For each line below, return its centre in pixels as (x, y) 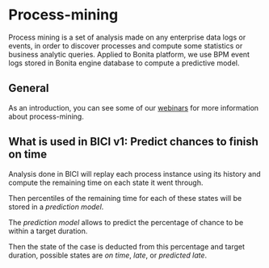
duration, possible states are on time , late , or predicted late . (108, 255)
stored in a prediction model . (56, 207)
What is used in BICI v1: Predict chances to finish (133, 142)
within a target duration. (48, 231)
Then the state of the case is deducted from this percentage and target (126, 246)
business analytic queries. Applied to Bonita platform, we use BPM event (129, 54)
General (29, 88)
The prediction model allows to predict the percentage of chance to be (126, 222)
